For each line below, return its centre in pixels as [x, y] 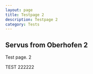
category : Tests [22, 24]
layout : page [19, 10]
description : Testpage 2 [32, 19]
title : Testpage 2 [25, 15]
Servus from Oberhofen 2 [46, 45]
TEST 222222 [20, 67]
